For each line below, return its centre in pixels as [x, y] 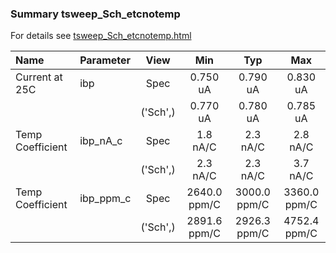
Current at [39, 77]
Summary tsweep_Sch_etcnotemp [95, 14]
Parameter [105, 60]
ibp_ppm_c [105, 199]
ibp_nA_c [101, 141]
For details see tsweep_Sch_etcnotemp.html [101, 36]
